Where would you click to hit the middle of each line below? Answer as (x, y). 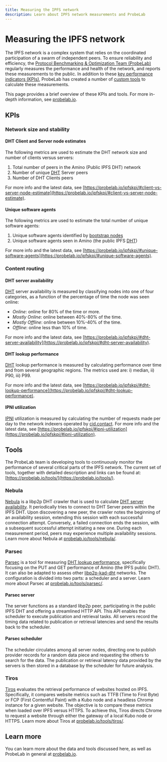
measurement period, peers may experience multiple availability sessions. (81, 533)
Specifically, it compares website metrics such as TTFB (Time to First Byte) (82, 694)
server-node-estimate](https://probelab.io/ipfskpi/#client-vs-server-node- (82, 193)
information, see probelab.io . (48, 100)
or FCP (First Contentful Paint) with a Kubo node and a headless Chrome (79, 700)
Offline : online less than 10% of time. (50, 328)
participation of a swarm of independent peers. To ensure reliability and (79, 58)
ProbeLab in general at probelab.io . (41, 754)
